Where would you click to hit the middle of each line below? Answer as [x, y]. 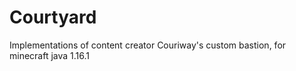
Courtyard [53, 17]
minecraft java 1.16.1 [50, 55]
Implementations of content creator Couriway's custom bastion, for [148, 45]
